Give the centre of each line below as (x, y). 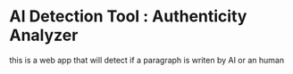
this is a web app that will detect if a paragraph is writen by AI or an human (146, 60)
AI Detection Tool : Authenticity (128, 16)
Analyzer (44, 35)
